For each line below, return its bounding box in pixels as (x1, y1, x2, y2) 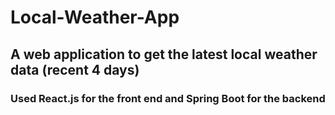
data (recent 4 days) (10, 61, 140, 78)
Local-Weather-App (10, 6, 180, 29)
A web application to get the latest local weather (10, 46, 318, 63)
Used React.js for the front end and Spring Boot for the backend (10, 91, 326, 105)
